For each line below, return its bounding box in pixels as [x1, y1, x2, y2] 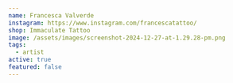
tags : [8, 41, 26, 49]
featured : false [8, 63, 62, 71]
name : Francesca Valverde [8, 11, 94, 20]
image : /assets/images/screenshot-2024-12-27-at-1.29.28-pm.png [8, 33, 226, 42]
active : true [8, 56, 52, 64]
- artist [15, 48, 45, 56]
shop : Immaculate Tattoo [8, 26, 91, 34]
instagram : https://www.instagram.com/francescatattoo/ [8, 19, 197, 27]
